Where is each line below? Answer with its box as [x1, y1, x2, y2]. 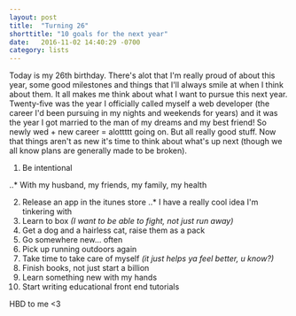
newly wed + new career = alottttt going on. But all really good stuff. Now [9, 127, 277, 137]
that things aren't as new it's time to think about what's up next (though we [9, 136, 283, 147]
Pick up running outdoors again [21, 244, 137, 255]
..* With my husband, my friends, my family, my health [9, 180, 207, 190]
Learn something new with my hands [21, 272, 158, 283]
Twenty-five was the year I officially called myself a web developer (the [9, 98, 270, 109]
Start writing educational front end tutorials [21, 281, 180, 292]
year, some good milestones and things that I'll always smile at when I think [9, 80, 284, 90]
